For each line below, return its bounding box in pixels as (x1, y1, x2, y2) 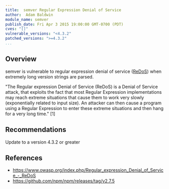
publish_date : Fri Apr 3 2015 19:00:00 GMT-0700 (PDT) (5, 21, 124, 27)
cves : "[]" (5, 26, 28, 32)
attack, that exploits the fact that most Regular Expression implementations (5, 89, 162, 95)
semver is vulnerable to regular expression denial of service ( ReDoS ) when (5, 68, 162, 74)
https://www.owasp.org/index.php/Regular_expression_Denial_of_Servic (12, 167, 164, 173)
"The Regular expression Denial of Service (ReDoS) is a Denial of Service (5, 84, 158, 90)
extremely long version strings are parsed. (5, 73, 94, 79)
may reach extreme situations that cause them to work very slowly (5, 94, 144, 100)
